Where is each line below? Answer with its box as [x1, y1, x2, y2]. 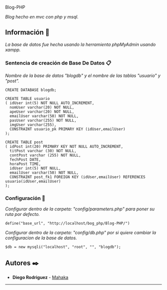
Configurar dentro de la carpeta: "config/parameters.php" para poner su [5, 206, 155, 212]
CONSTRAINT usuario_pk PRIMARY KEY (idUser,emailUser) [9, 127, 126, 132]
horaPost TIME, [9, 162, 41, 167]
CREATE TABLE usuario [5, 97, 50, 101]
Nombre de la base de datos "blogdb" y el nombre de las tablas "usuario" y [5, 73, 161, 79]
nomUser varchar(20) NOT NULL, [9, 105, 75, 110]
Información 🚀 [5, 28, 50, 37]
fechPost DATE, [9, 157, 41, 162]
